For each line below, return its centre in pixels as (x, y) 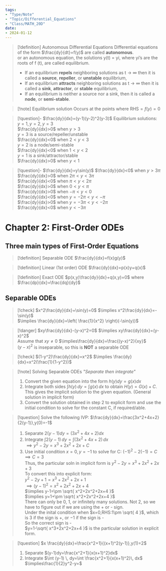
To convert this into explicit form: (58, 473)
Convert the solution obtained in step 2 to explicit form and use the (93, 403)
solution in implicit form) (49, 397)
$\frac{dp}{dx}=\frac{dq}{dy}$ (49, 283)
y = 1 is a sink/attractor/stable (48, 155)
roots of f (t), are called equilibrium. (54, 63)
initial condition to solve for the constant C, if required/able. (85, 408)
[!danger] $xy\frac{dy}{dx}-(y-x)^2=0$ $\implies (67, 330)
